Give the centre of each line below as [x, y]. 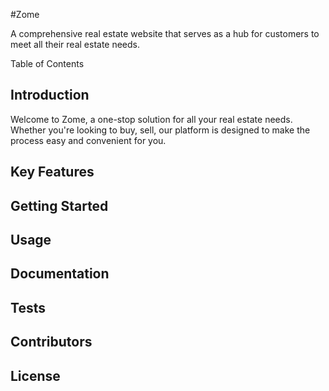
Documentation [60, 274]
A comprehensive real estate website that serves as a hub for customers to [165, 33]
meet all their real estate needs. [75, 44]
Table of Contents [47, 63]
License [35, 375]
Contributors [51, 342]
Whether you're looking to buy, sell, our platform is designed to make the [160, 130]
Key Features [52, 172]
